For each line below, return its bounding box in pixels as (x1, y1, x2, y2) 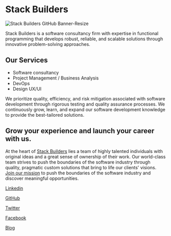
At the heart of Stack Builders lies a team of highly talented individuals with (5, 148, 163, 154)
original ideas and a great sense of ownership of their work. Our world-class (5, 153, 166, 160)
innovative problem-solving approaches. (5, 41, 90, 47)
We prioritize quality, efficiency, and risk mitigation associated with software (5, 95, 165, 101)
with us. (5, 135, 32, 143)
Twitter (5, 205, 20, 211)
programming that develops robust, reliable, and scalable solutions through (5, 36, 163, 42)
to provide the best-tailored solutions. (5, 112, 85, 118)
